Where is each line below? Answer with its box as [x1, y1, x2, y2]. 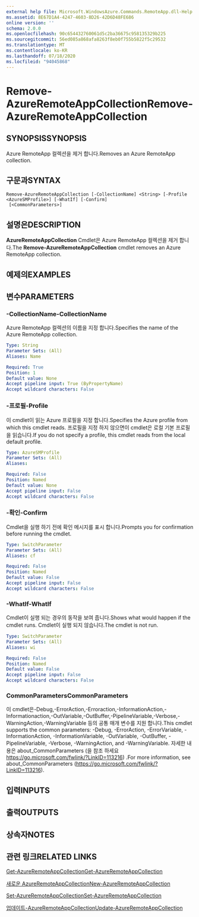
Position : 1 [6, 370, 36, 376]
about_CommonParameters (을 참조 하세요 [17, 747, 119, 754]
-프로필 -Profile [6, 402, 49, 410]
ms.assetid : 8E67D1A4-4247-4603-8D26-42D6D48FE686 [6, 14, 134, 20]
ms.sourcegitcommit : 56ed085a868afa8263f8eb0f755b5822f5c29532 [6, 36, 166, 42]
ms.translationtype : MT [6, 42, 65, 48]
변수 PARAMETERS [6, 292, 74, 302]
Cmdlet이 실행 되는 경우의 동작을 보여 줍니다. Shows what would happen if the [6, 614, 191, 621]
